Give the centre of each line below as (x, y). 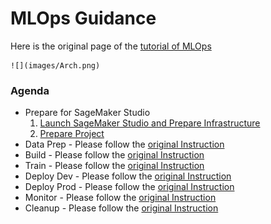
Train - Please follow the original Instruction (114, 166)
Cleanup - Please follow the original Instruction (121, 208)
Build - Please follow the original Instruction (114, 155)
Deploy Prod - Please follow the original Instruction (129, 187)
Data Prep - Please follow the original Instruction (124, 144)
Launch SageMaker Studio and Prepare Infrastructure (150, 123)
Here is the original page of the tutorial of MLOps (111, 46)
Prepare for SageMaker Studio (87, 113)
